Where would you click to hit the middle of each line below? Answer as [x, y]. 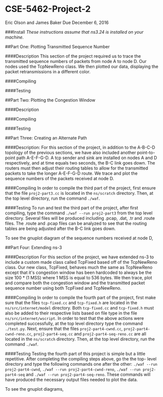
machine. [14, 37]
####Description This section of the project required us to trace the [73, 56]
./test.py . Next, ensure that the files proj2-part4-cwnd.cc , [64, 329]
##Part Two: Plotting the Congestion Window [50, 100]
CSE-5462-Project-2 [48, 9]
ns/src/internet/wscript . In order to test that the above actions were [75, 318]
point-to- [146, 152]
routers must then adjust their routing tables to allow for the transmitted [77, 168]
